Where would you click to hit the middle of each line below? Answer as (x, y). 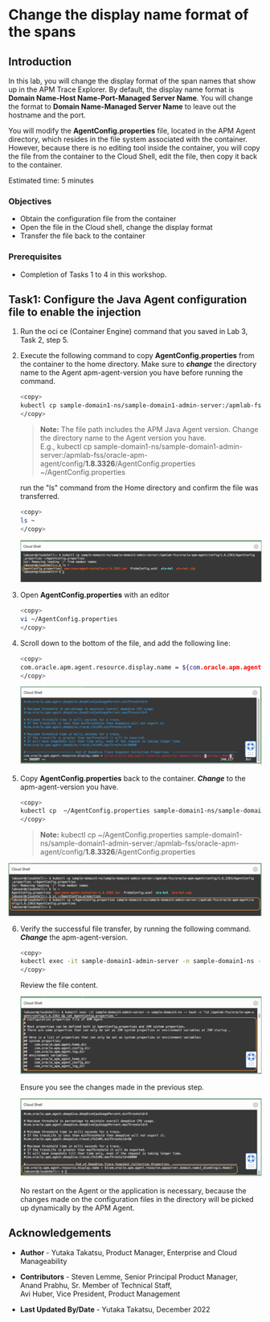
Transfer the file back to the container (83, 236)
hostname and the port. (47, 115)
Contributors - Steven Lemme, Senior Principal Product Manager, (129, 1276)
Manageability (43, 1261)
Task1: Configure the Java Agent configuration (128, 299)
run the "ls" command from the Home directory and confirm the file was (139, 488)
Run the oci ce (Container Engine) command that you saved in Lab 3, (134, 332)
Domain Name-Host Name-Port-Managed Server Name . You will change (131, 98)
